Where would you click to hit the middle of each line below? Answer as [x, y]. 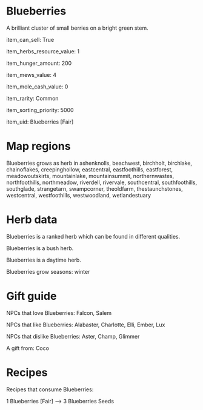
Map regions [38, 146]
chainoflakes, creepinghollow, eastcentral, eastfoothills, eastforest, [90, 169]
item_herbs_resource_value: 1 [43, 51]
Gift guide [32, 296]
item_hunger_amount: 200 [39, 63]
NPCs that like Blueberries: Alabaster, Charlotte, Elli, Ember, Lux [86, 325]
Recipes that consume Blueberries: [50, 389]
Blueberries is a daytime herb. [44, 260]
